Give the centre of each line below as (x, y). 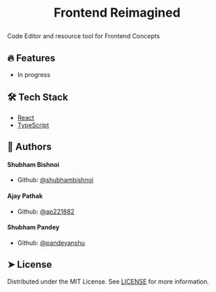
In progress (34, 75)
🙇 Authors (30, 147)
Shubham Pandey (33, 227)
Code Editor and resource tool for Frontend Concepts (84, 36)
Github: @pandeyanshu (51, 243)
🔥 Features (31, 58)
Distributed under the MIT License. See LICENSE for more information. (108, 281)
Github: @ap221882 (46, 211)
